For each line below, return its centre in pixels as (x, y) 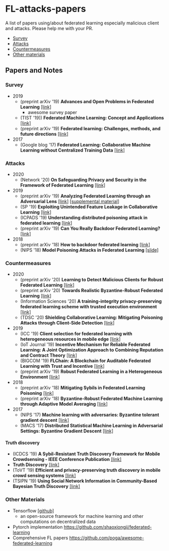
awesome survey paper (52, 112)
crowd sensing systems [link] (44, 476)
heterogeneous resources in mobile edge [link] (70, 339)
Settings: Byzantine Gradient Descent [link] (67, 431)
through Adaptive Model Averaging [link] (64, 404)
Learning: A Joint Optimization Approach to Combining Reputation (92, 350)
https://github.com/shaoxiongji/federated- (108, 527)
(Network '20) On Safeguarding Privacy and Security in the (83, 180)
